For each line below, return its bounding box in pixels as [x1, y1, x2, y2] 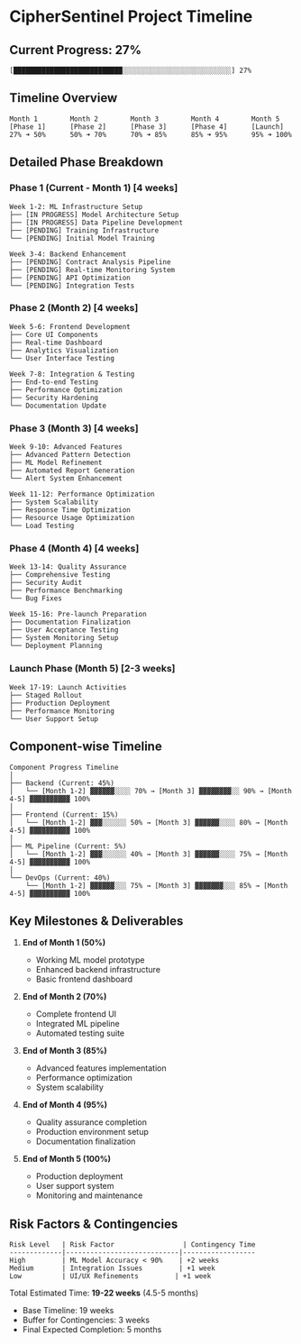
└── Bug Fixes [9, 594, 63, 603]
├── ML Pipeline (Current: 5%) [9, 841, 127, 851]
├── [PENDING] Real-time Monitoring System [9, 265, 176, 274]
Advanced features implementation [35, 1063, 167, 1074]
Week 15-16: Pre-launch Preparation [9, 610, 147, 619]
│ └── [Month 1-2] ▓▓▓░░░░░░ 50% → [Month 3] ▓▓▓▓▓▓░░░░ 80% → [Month [9, 818, 288, 827]
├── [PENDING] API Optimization [9, 273, 131, 282]
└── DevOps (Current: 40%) [9, 873, 111, 882]
